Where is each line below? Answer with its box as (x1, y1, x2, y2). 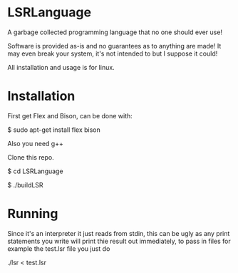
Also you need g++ (7, 139, 64, 148)
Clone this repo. (7, 153, 55, 161)
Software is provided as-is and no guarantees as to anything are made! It (7, 41, 222, 50)
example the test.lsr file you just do (7, 244, 110, 253)
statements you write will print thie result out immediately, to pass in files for (7, 237, 231, 245)
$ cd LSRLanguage (7, 167, 63, 175)
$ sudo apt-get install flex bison (7, 125, 101, 134)
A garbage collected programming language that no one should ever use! (7, 28, 223, 36)
